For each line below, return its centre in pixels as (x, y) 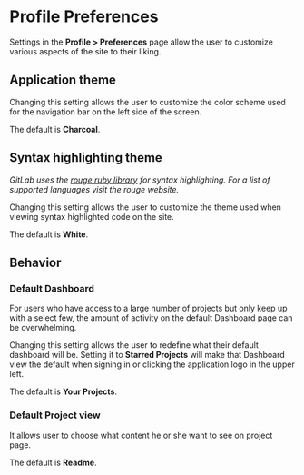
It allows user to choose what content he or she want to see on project (141, 435)
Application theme (63, 80)
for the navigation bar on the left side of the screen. (106, 112)
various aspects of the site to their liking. (85, 51)
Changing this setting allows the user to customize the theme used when (145, 207)
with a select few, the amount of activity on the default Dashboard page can (151, 318)
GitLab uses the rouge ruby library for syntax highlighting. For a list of (140, 180)
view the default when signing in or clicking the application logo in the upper (152, 364)
